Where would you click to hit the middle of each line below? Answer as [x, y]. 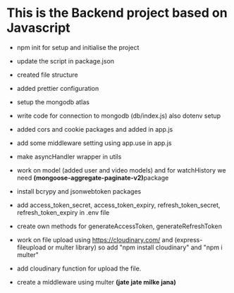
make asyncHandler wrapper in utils [69, 156]
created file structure [47, 75]
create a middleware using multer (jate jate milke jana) [97, 282]
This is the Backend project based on [117, 13]
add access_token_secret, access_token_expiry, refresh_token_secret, [118, 205]
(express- [189, 239]
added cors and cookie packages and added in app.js [95, 129]
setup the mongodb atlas [53, 102]
